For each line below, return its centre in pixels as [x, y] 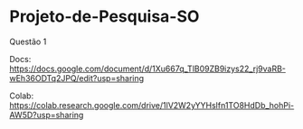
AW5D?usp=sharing [47, 115]
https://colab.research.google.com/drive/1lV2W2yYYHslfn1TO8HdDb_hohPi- [152, 105]
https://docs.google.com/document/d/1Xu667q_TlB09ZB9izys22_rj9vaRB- [148, 69]
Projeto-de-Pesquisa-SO [104, 17]
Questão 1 [28, 41]
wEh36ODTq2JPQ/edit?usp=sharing [77, 78]
